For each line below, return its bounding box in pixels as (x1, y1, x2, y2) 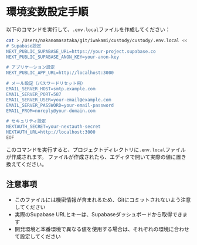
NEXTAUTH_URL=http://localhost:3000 (6, 130, 96, 135)
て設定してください (14, 233, 61, 240)
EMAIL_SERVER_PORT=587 (6, 91, 62, 97)
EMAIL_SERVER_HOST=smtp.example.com (6, 86, 96, 92)
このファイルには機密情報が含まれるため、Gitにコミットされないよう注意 (14, 196, 191, 203)
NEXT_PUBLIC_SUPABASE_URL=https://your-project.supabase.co (6, 48, 157, 55)
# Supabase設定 (6, 43, 42, 49)
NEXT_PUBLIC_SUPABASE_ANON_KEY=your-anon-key (6, 54, 119, 60)
